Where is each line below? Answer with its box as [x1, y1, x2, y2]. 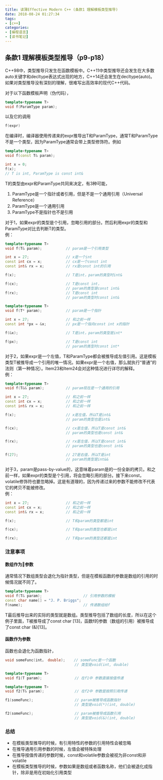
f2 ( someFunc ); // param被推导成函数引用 [5, 711, 121, 716]
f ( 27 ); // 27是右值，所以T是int [5, 452, 111, 457]
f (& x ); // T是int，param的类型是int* [5, 330, 123, 335]
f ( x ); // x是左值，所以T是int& [5, 412, 111, 417]
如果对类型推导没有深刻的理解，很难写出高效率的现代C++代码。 [5, 79, 133, 85]
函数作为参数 [5, 636, 31, 642]
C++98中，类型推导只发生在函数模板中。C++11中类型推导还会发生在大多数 [5, 67, 155, 73]
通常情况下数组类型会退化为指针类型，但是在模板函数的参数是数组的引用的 [5, 573, 154, 579]
